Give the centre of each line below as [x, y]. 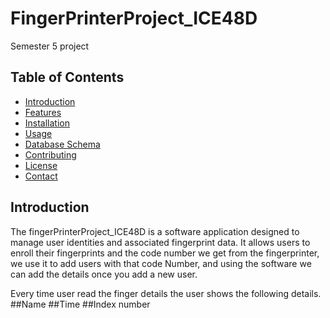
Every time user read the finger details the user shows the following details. [166, 293]
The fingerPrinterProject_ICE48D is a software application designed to [155, 231]
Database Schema [62, 144]
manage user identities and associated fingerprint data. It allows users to [160, 242]
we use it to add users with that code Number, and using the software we [161, 263]
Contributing [50, 154]
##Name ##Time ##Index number [80, 304]
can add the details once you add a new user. [104, 274]
